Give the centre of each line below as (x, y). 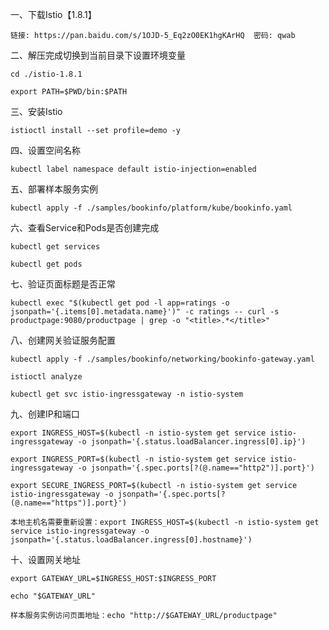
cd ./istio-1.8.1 (46, 74)
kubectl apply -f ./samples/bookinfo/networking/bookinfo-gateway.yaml (162, 359)
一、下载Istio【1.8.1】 (53, 14)
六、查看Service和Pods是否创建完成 (85, 227)
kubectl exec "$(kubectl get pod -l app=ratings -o (120, 303)
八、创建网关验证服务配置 (63, 340)
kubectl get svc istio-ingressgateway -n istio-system (127, 394)
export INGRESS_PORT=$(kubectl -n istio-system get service (138, 459)
